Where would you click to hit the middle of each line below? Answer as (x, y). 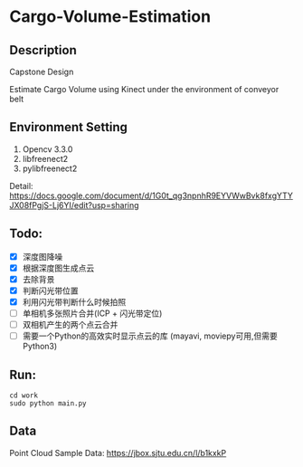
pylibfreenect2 (50, 168)
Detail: (21, 186)
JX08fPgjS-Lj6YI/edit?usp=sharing (74, 205)
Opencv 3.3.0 (47, 149)
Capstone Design (42, 71)
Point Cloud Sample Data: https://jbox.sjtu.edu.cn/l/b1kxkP (118, 453)
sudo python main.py (48, 403)
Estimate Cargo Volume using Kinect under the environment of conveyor (144, 89)
